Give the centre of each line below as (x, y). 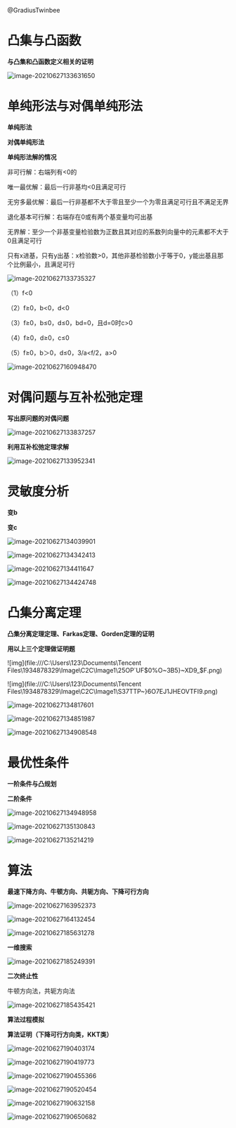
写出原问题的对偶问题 (38, 418)
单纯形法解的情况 (32, 157)
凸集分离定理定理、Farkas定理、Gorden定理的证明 (81, 633)
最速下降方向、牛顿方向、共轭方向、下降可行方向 (78, 891)
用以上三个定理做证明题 (41, 648)
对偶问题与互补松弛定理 (75, 398)
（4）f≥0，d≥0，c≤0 (39, 338)
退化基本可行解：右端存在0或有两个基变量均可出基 (80, 217)
